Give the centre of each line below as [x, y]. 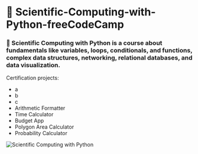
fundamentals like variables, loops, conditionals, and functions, [99, 51]
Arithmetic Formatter [40, 108]
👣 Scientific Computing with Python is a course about [84, 43]
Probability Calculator [41, 133]
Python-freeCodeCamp [65, 24]
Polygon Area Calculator [44, 127]
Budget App [29, 121]
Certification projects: [33, 78]
